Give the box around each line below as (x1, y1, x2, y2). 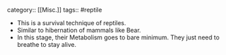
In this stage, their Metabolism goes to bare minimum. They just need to (16, 33, 220, 41)
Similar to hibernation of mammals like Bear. (16, 26, 142, 34)
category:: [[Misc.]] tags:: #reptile (7, 6, 103, 14)
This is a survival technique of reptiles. (16, 19, 127, 26)
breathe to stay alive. (16, 41, 77, 48)
